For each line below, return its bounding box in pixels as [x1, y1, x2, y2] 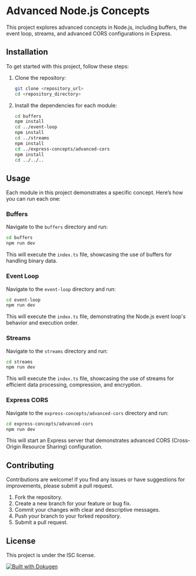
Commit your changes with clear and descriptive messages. [14, 506, 161, 513]
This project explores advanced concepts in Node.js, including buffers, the [6, 24, 187, 31]
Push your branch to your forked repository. [14, 512, 121, 520]
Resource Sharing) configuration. [22, 443, 103, 450]
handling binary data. [6, 257, 58, 264]
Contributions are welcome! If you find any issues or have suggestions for [6, 476, 185, 483]
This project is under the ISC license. [6, 552, 95, 558]
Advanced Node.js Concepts [6, 4, 150, 18]
